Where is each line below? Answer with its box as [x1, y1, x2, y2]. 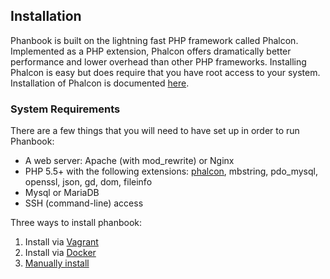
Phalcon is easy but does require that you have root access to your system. [10, 66, 321, 78]
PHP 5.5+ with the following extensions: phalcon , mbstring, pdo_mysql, [24, 165, 318, 178]
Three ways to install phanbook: [10, 217, 143, 229]
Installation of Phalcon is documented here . [10, 77, 190, 89]
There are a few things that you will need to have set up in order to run [10, 125, 300, 137]
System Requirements [10, 102, 121, 116]
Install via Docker [24, 247, 97, 259]
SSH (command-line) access [24, 197, 144, 209]
